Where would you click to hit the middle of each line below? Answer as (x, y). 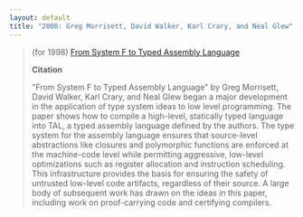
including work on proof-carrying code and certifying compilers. (151, 202)
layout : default (40, 18)
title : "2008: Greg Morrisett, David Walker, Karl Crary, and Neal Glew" (151, 26)
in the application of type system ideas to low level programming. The (161, 106)
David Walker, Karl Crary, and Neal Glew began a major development (159, 97)
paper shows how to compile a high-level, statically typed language (157, 116)
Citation (47, 70)
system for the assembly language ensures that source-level (144, 135)
